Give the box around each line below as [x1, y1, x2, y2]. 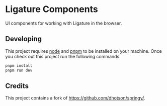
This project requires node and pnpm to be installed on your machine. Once [5, 48, 162, 54]
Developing [5, 35, 42, 43]
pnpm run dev [5, 68, 33, 73]
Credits [5, 81, 29, 90]
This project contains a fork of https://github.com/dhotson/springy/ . [5, 95, 145, 101]
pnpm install [5, 63, 33, 68]
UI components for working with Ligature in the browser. [5, 20, 122, 26]
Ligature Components [5, 4, 98, 15]
